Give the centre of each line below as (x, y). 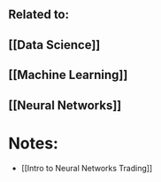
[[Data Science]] (54, 45)
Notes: (34, 143)
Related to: (39, 15)
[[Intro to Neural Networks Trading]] (87, 168)
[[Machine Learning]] (68, 75)
